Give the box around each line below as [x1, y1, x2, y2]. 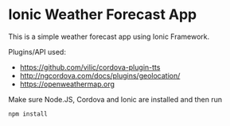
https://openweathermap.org [19, 79, 115, 89]
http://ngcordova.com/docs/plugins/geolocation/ [19, 71, 181, 80]
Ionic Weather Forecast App [8, 6, 197, 24]
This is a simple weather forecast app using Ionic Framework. [8, 32, 210, 41]
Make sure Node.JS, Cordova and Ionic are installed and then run [8, 94, 223, 104]
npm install [8, 109, 48, 118]
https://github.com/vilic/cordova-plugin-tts [19, 62, 161, 72]
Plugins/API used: [8, 47, 66, 56]
